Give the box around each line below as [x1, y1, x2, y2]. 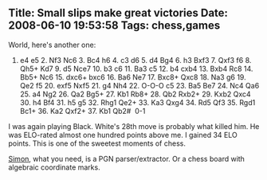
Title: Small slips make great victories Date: [8, 6, 229, 20]
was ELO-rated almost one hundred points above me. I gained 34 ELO [8, 130, 238, 139]
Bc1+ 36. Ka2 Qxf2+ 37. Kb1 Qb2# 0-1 [19, 106, 146, 115]
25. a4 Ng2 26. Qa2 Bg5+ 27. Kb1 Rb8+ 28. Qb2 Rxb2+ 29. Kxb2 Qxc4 [19, 89, 251, 99]
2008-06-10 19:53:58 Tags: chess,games [8, 19, 221, 33]
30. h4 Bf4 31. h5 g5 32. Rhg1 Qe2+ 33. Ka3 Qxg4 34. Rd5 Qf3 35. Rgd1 [19, 97, 256, 107]
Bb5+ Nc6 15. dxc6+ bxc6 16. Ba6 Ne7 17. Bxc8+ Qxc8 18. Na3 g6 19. [19, 72, 246, 82]
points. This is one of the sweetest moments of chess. [8, 139, 186, 148]
